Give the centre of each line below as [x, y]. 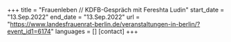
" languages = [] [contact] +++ [94, 31]
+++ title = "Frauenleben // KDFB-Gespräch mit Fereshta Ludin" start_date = [116, 10]
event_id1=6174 [29, 31]
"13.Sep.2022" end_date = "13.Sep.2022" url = [74, 17]
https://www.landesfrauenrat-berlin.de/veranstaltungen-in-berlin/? [105, 24]
